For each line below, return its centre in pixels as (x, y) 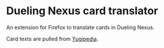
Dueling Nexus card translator (82, 11)
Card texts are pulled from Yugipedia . (52, 39)
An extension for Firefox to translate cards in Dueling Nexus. (80, 27)
